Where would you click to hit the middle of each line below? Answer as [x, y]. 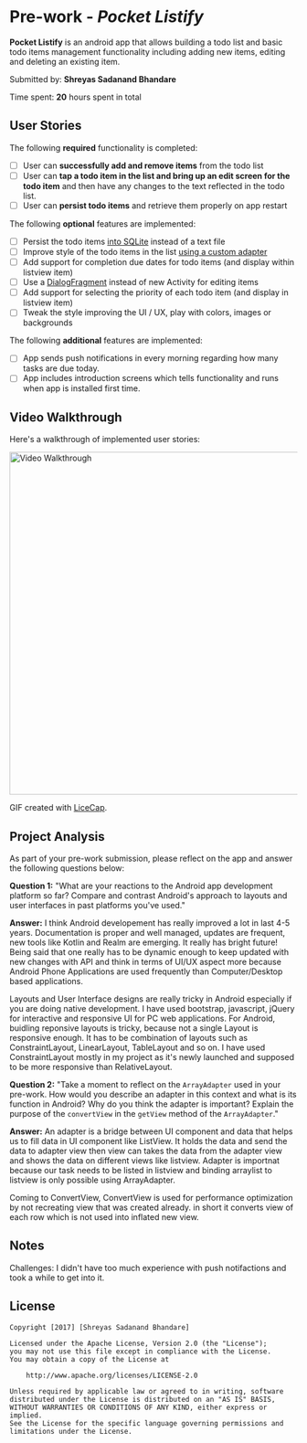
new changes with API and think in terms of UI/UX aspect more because [145, 962]
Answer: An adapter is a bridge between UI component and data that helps [151, 1131]
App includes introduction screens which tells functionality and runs [150, 378]
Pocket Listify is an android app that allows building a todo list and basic [146, 42]
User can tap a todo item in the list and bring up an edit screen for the [156, 175]
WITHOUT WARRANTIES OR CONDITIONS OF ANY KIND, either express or [138, 1407]
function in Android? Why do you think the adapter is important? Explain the [152, 1104]
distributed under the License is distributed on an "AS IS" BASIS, [143, 1399]
